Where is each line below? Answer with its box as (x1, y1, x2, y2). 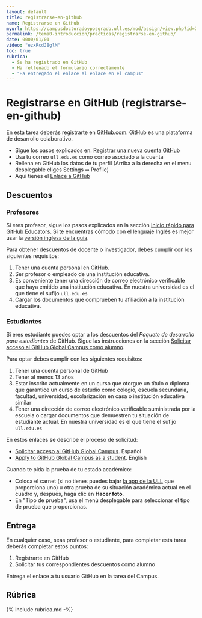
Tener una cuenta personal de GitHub (14, 367, 108, 375)
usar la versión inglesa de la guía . (6, 234, 89, 241)
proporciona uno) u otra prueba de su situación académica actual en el (14, 484, 191, 491)
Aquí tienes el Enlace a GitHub (14, 173, 90, 180)
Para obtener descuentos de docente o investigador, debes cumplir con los (6, 246, 193, 253)
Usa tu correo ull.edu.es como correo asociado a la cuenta (14, 153, 164, 161)
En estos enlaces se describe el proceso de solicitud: (6, 436, 138, 444)
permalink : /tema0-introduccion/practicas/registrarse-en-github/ (6, 31, 176, 37)
